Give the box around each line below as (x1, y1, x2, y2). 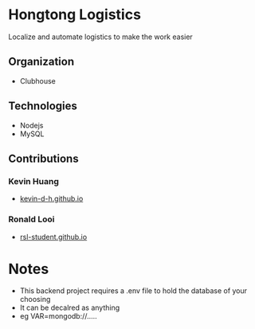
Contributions (8, 151, 79, 165)
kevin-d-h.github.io (19, 194, 84, 204)
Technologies (8, 100, 78, 113)
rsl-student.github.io (19, 232, 88, 241)
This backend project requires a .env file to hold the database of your (19, 286, 248, 296)
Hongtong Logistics (8, 6, 142, 24)
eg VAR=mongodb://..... (19, 311, 97, 321)
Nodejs (19, 120, 44, 130)
